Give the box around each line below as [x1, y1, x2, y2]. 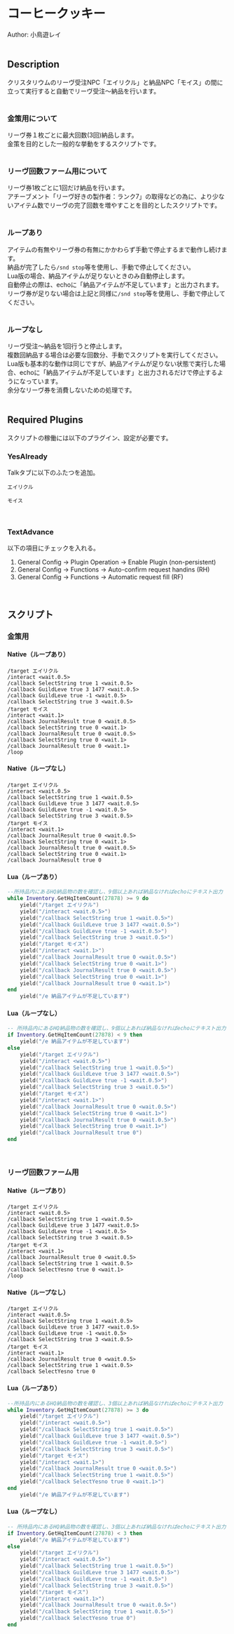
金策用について [7, 113, 58, 123]
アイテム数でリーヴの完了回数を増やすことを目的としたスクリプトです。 [13, 201, 221, 210]
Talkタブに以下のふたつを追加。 [7, 468, 99, 477]
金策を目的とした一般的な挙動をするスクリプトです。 [7, 140, 160, 148]
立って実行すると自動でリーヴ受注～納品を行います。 [7, 86, 160, 95]
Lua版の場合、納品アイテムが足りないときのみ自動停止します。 [7, 271, 189, 280]
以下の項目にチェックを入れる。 [7, 544, 99, 553]
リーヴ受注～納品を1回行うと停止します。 [7, 341, 126, 350]
